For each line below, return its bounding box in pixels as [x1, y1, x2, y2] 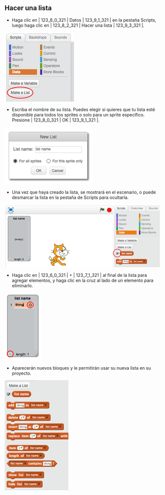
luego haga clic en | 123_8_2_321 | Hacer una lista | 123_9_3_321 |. [11, 22, 145, 28]
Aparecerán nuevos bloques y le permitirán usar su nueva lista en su [11, 365, 151, 371]
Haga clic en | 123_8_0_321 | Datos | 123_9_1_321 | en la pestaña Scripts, [11, 17, 157, 23]
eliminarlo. [11, 282, 33, 288]
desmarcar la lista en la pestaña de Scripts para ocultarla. [11, 194, 129, 200]
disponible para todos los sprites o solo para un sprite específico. [11, 112, 145, 117]
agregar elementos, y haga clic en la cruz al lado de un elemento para [11, 277, 154, 283]
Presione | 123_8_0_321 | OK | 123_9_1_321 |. [11, 117, 99, 123]
